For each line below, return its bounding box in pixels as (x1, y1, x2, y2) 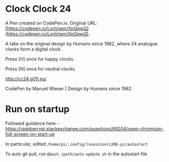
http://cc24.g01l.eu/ (5, 75, 47, 82)
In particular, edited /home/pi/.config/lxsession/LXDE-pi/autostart (5, 141, 148, 147)
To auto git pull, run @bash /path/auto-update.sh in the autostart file (5, 151, 148, 157)
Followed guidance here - (5, 120, 59, 126)
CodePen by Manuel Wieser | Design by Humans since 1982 (5, 85, 132, 92)
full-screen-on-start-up (5, 131, 55, 137)
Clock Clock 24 (5, 3, 71, 15)
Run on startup (5, 103, 70, 115)
